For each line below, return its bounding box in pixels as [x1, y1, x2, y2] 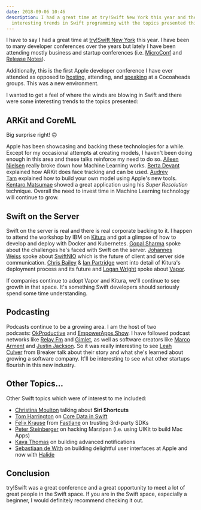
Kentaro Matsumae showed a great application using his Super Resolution [6, 181, 188, 188]
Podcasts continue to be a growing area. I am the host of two [6, 323, 157, 330]
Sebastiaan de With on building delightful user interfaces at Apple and [14, 445, 188, 452]
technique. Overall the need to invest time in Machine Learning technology [6, 187, 190, 195]
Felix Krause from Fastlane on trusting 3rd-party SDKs [14, 419, 149, 426]
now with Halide [14, 451, 55, 458]
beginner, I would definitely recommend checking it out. [6, 497, 144, 504]
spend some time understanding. [6, 290, 88, 297]
